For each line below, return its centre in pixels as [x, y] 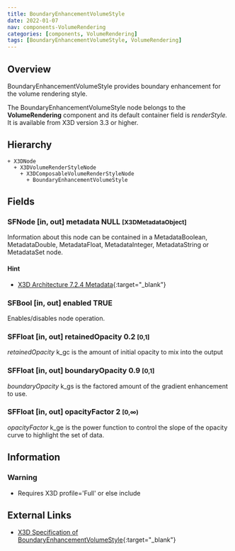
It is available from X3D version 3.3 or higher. [73, 122]
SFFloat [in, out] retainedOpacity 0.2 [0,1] [79, 337]
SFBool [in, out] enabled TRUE [60, 302]
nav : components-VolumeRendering [57, 27]
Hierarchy [30, 145]
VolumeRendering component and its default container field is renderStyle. [117, 115]
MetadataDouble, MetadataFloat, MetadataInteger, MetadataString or [108, 245]
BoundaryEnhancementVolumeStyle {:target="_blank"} [97, 540]
